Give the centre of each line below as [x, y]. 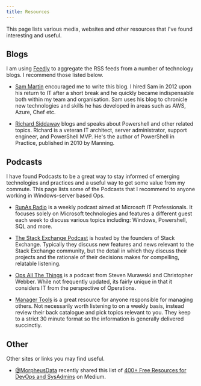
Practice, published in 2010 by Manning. [65, 143]
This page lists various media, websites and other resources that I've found [99, 29]
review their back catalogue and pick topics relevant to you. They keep [103, 313]
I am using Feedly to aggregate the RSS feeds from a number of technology [100, 69]
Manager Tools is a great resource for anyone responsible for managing [104, 300]
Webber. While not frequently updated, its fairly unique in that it [94, 282]
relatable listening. [38, 264]
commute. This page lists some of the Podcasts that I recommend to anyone [101, 189]
